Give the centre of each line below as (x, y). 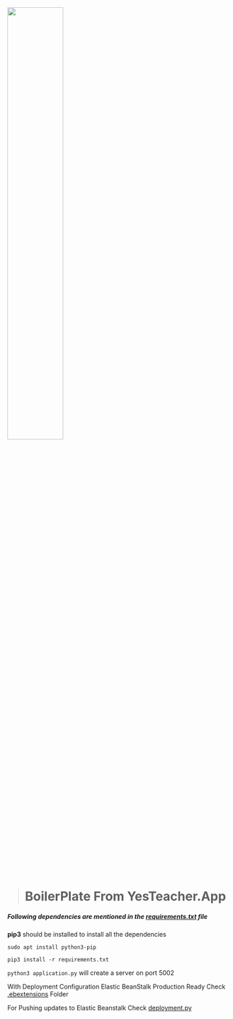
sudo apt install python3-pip (52, 947)
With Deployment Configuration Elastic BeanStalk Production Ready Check (116, 987)
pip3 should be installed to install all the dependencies (87, 935)
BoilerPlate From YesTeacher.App (125, 897)
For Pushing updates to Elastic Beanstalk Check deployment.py (100, 1008)
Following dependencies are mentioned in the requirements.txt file (108, 916)
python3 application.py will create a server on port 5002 (91, 973)
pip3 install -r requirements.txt (58, 960)
